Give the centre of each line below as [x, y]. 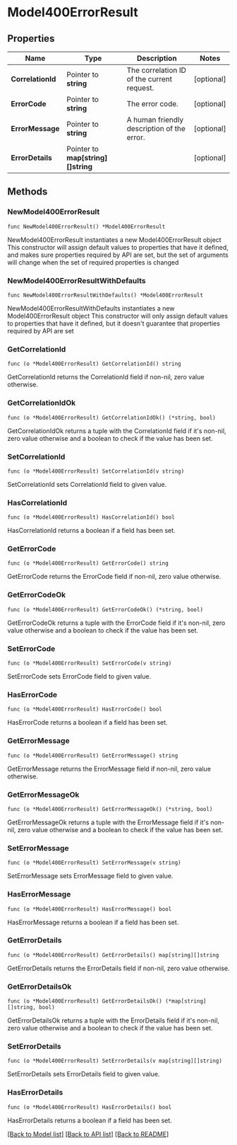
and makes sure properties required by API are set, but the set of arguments [118, 255]
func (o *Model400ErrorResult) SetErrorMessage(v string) [94, 863]
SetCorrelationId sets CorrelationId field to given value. [87, 484]
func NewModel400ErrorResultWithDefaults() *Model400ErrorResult [105, 295]
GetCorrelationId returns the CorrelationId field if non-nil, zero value [106, 377]
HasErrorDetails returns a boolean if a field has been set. [90, 1120]
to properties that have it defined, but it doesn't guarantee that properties [114, 323]
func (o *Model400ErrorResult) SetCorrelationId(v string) [96, 471]
